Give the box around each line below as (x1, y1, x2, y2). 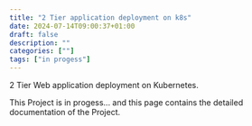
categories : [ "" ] (9, 47, 75, 56)
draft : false (9, 30, 59, 39)
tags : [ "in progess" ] (9, 55, 91, 64)
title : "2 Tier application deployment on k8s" (9, 13, 192, 22)
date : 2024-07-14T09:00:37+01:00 (9, 22, 135, 31)
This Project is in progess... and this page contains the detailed (9, 97, 244, 108)
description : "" (9, 38, 70, 48)
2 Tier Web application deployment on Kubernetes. (9, 80, 199, 90)
